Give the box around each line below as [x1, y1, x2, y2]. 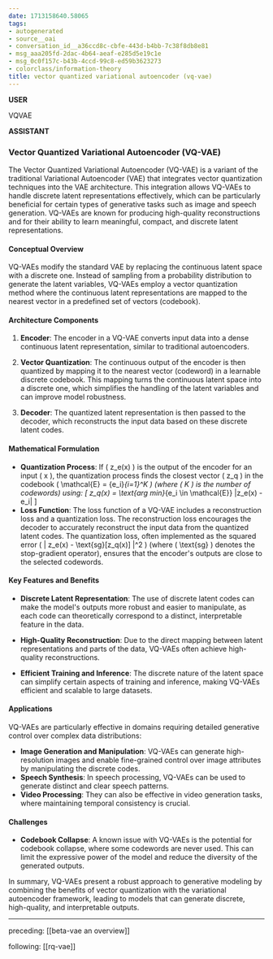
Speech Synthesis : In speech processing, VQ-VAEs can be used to [19, 772, 246, 782]
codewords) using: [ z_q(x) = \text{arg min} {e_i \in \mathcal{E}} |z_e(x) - [19, 488, 262, 497]
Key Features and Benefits [8, 575, 100, 585]
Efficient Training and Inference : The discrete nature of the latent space [19, 668, 264, 678]
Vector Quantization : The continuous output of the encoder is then [19, 358, 246, 367]
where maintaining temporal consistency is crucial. [19, 798, 191, 808]
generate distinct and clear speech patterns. [19, 781, 169, 791]
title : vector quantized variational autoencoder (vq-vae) [8, 72, 213, 80]
